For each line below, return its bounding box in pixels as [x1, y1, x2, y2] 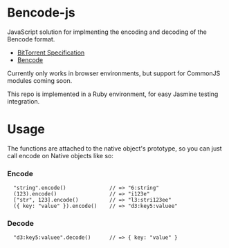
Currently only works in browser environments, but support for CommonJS [7, 69, 221, 77]
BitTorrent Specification [17, 48, 85, 57]
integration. [7, 97, 40, 105]
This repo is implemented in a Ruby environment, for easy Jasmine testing [7, 90, 219, 98]
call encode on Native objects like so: [7, 151, 114, 160]
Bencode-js [7, 5, 75, 21]
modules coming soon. [7, 76, 73, 84]
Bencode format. [7, 35, 55, 43]
